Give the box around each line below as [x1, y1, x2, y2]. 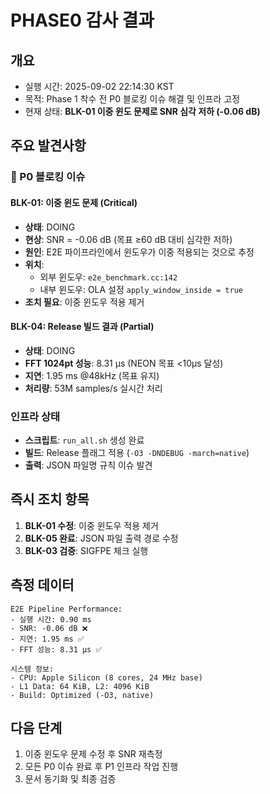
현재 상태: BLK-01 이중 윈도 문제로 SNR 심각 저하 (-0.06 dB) [24, 106, 261, 117]
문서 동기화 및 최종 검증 [24, 773, 117, 785]
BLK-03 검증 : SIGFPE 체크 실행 [24, 544, 149, 556]
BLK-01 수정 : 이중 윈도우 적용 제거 [24, 519, 159, 531]
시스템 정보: [10, 664, 55, 674]
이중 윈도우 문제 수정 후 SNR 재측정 [24, 748, 163, 760]
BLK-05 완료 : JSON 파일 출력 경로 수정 [24, 532, 179, 544]
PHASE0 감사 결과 [10, 9, 155, 32]
